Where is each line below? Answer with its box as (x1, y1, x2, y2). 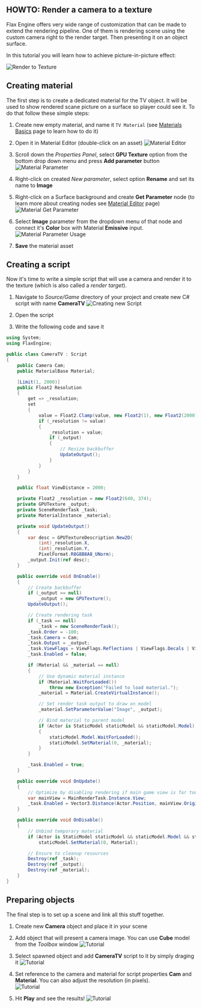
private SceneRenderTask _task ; (17, 507, 98, 513)
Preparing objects (6, 895, 75, 905)
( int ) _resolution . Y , (38, 545, 90, 552)
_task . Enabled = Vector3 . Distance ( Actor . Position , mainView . (28, 801, 185, 807)
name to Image (14, 182, 53, 189)
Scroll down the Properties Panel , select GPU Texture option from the (14, 150, 188, 158)
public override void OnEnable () (17, 573, 101, 579)
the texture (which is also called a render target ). (6, 282, 127, 289)
